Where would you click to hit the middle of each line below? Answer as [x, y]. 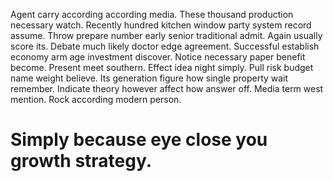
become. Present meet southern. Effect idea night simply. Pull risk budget [162, 67]
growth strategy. [81, 161]
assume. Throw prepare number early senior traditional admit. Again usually [166, 35]
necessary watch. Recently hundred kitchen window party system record [161, 25]
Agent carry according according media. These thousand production [152, 14]
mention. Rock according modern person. [96, 99]
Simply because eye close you [139, 140]
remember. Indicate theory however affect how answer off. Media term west [167, 88]
